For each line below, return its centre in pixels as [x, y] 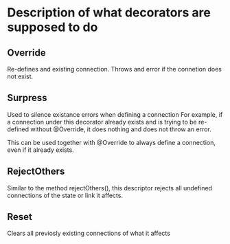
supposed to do [53, 27]
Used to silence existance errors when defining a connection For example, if [115, 114]
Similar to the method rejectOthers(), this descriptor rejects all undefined [110, 188]
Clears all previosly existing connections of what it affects [89, 233]
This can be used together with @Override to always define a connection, [112, 142]
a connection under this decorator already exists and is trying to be [102, 122]
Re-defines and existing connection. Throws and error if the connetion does [114, 69]
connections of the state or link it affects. [65, 195]
